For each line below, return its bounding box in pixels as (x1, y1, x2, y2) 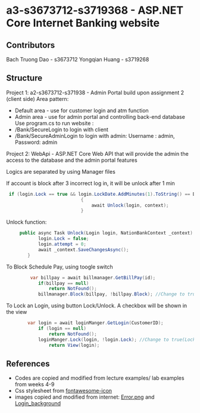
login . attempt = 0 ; (37, 241, 86, 248)
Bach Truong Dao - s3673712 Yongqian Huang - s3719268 (6, 56, 149, 63)
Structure (6, 73, 43, 84)
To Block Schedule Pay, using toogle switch (6, 263, 113, 270)
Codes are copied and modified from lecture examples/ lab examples (14, 374, 185, 382)
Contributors (6, 40, 55, 50)
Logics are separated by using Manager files (6, 168, 116, 175)
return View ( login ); (48, 342, 100, 348)
